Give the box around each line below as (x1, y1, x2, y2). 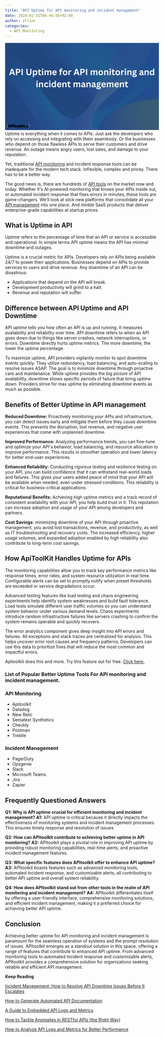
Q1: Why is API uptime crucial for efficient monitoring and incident (5, 809, 142, 815)
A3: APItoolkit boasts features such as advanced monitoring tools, (5, 865, 139, 871)
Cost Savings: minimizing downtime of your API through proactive (5, 519, 139, 525)
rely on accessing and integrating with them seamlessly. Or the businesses (5, 135, 156, 142)
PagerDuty (12, 756, 34, 762)
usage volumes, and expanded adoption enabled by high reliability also (5, 535, 148, 541)
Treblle (12, 733, 26, 739)
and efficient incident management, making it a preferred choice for (5, 901, 142, 906)
